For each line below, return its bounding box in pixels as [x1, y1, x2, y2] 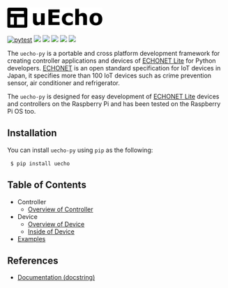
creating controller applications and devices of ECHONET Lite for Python [7, 56, 216, 65]
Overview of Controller [27, 205, 93, 213]
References [7, 255, 59, 267]
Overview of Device [27, 220, 85, 228]
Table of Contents [7, 179, 87, 191]
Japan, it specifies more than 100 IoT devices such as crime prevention [7, 71, 211, 79]
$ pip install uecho [10, 160, 70, 167]
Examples [17, 234, 46, 243]
